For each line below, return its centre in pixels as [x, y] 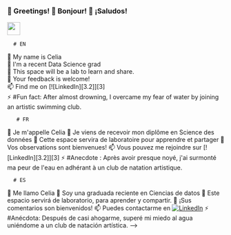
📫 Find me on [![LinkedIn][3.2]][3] [56, 87]
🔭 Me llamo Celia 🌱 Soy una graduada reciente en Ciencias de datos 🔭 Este [113, 193]
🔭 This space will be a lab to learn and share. [71, 72]
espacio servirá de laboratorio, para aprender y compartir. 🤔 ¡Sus [99, 201]
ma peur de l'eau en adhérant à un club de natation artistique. [95, 167]
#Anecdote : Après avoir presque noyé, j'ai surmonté [142, 158]
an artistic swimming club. [44, 107]
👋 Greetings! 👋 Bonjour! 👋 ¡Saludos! [67, 11]
